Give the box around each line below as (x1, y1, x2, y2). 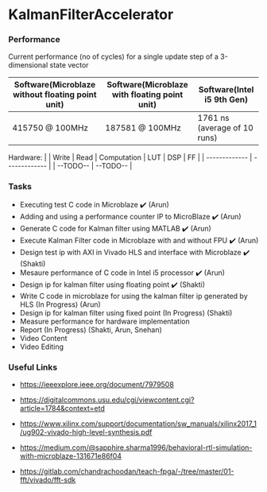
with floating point (111, 89, 184, 100)
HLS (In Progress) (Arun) (19, 300, 101, 309)
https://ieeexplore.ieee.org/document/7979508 (19, 380, 175, 389)
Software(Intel (198, 84, 254, 95)
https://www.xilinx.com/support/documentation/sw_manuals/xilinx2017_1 (19, 419, 257, 428)
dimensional (8, 60, 48, 70)
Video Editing (19, 342, 64, 351)
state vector (49, 60, 89, 70)
